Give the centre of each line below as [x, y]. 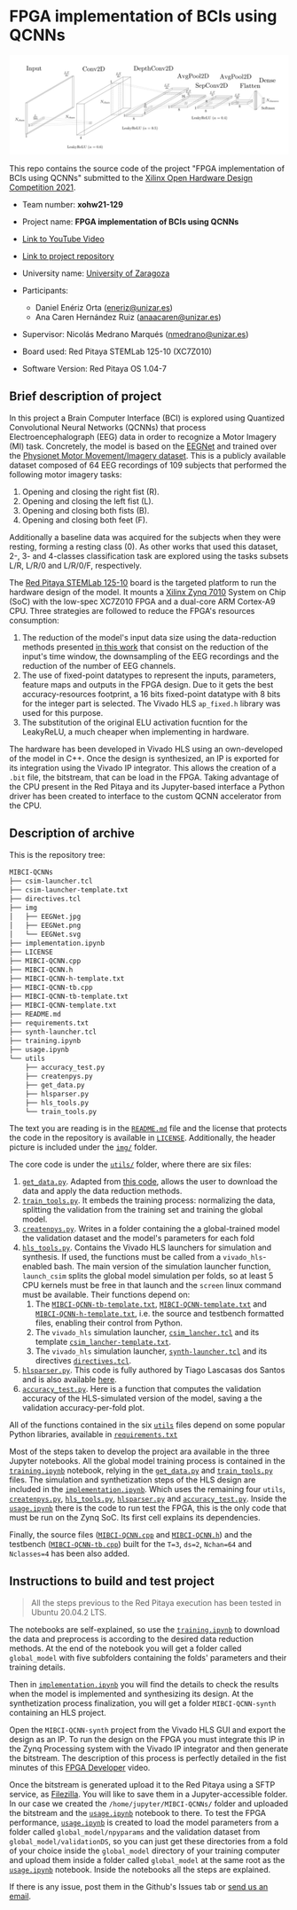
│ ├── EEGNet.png [45, 925]
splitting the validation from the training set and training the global [142, 1209]
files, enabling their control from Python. [109, 1323]
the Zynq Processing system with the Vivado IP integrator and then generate [149, 1749]
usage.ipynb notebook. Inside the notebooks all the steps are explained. [140, 1869]
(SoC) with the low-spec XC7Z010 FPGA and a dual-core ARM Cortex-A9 [142, 601]
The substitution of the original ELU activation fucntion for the [135, 722]
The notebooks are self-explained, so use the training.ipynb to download [145, 1629]
